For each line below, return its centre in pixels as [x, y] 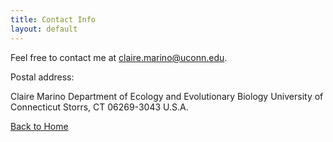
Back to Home [39, 126]
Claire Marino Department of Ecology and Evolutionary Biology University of [167, 96]
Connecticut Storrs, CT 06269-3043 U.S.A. [99, 107]
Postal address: [42, 77]
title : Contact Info [53, 19]
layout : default [44, 29]
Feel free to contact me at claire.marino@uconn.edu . [119, 57]
